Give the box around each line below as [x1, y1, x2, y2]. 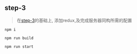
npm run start [4, 44, 34, 49]
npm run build [4, 36, 34, 40]
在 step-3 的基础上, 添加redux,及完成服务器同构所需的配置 [16, 17, 132, 23]
